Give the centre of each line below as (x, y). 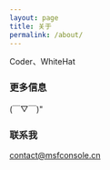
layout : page (34, 18)
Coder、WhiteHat (42, 62)
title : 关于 (30, 26)
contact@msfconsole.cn (55, 155)
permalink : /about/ (46, 35)
